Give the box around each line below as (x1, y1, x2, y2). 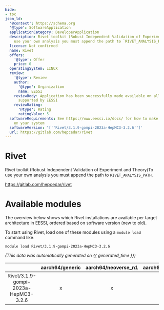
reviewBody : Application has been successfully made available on (14, 93, 152, 98)
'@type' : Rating (18, 107, 51, 112)
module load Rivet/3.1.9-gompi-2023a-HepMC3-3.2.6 (5, 244, 110, 249)
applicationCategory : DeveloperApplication (9, 30, 99, 35)
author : (14, 80, 29, 84)
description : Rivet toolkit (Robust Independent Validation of (9, 35, 141, 40)
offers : (9, 52, 25, 58)
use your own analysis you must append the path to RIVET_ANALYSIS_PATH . (5, 172, 153, 178)
